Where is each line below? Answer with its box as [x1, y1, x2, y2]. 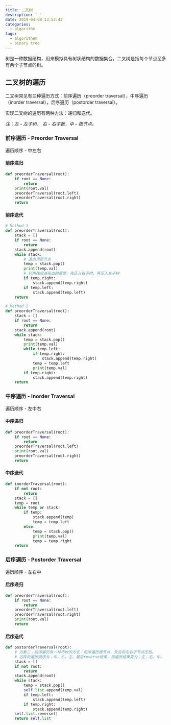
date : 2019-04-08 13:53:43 [5, 17, 63, 22]
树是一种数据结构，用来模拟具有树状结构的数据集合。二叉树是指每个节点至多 [5, 55, 166, 61]
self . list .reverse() [14, 711, 58, 716]
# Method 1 [5, 223, 29, 229]
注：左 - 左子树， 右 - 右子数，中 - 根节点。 [5, 120, 96, 127]
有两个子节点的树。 [5, 62, 46, 68]
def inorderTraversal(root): [5, 481, 67, 487]
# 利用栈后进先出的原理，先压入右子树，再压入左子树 [23, 271, 119, 276]
